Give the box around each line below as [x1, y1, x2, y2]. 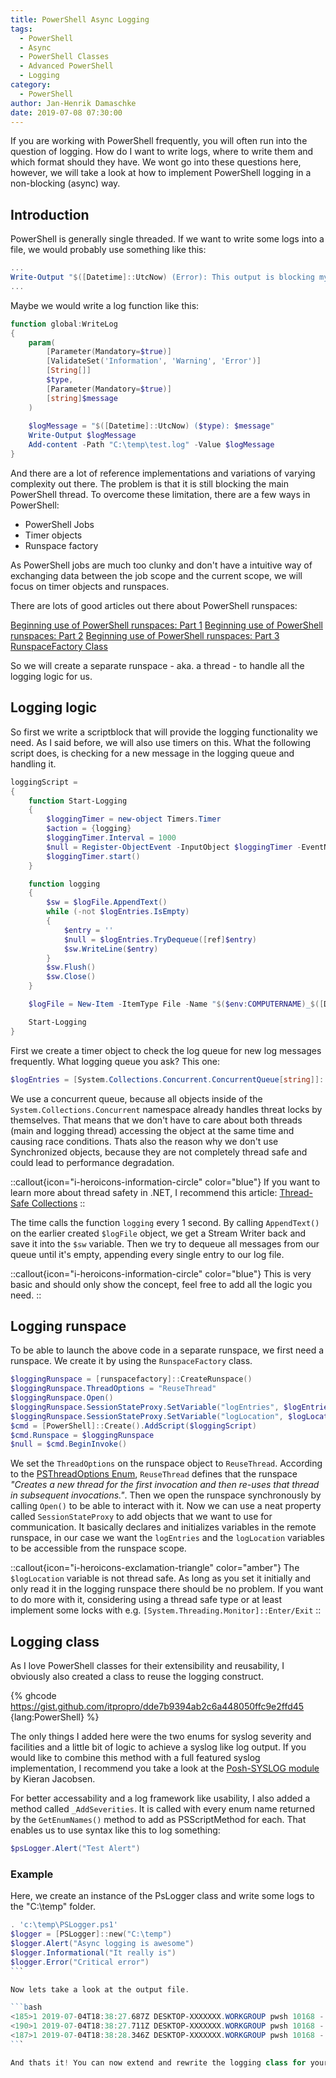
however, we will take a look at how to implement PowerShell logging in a [10, 167, 312, 179]
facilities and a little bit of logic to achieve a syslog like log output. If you [10, 1741, 307, 1753]
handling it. [10, 757, 57, 770]
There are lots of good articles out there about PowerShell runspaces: [10, 599, 298, 611]
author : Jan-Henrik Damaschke [10, 98, 137, 108]
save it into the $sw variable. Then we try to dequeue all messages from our [10, 1237, 320, 1250]
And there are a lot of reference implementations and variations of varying [10, 467, 316, 479]
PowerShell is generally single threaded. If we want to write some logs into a [10, 233, 325, 245]
